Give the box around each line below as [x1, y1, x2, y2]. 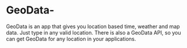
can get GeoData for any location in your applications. [6, 35, 137, 42]
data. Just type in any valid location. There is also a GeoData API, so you [6, 29, 181, 36]
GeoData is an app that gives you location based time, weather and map [6, 23, 180, 30]
